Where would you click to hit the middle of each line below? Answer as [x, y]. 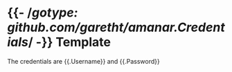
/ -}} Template [69, 42]
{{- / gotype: [43, 13]
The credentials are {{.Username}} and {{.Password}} [84, 61]
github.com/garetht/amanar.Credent [116, 27]
